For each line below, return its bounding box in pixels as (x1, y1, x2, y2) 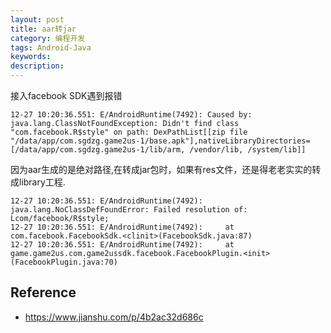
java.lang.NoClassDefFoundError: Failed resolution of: (10, 205, 248, 215)
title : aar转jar (10, 24, 77, 34)
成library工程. (10, 176, 66, 188)
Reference (10, 284, 77, 301)
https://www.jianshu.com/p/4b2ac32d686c (24, 311, 204, 323)
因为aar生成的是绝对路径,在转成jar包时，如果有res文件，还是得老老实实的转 (10, 164, 322, 175)
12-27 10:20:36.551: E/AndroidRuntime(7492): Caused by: (10, 110, 253, 120)
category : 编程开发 (10, 33, 86, 43)
